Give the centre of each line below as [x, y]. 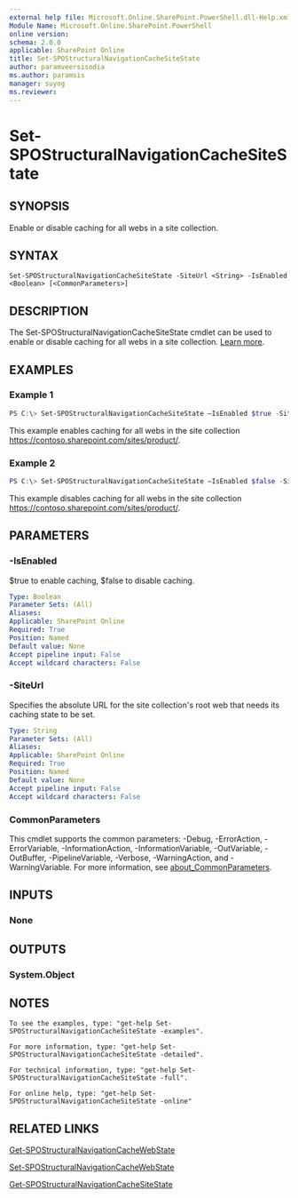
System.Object [42, 974]
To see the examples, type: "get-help [81, 1024]
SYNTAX [34, 256]
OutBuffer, [28, 858]
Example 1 [31, 395]
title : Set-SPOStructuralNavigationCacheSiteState [105, 59]
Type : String [33, 731]
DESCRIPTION [49, 311]
